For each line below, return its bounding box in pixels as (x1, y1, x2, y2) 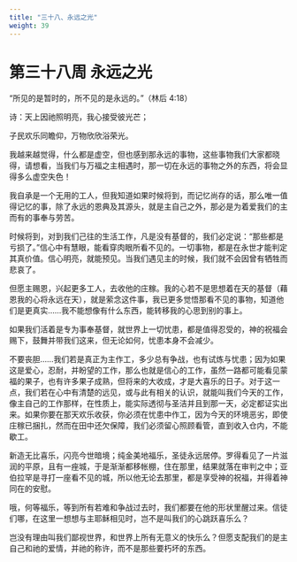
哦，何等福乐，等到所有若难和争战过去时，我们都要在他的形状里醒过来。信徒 (9, 502, 288, 513)
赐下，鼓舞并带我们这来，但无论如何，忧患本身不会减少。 (9, 335, 218, 346)
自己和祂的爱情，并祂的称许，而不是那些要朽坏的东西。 (9, 543, 210, 554)
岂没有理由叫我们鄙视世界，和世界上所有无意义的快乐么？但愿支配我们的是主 (9, 532, 288, 543)
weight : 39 (9, 21, 49, 30)
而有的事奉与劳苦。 (9, 212, 80, 223)
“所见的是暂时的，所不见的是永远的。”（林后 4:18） (9, 93, 193, 104)
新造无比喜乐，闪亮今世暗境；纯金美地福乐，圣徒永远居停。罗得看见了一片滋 (9, 450, 288, 461)
